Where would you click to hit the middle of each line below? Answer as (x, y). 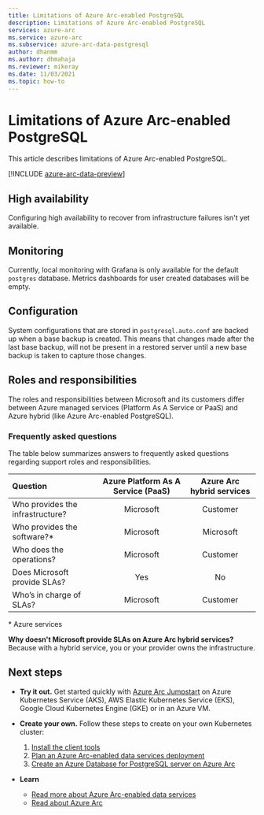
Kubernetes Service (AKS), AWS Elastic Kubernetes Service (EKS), (127, 700)
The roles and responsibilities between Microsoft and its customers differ (126, 399)
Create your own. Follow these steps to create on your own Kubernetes (136, 723)
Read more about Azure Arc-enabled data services (114, 794)
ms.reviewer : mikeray (44, 67)
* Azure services (35, 624)
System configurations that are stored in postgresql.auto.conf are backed (128, 330)
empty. (20, 287)
